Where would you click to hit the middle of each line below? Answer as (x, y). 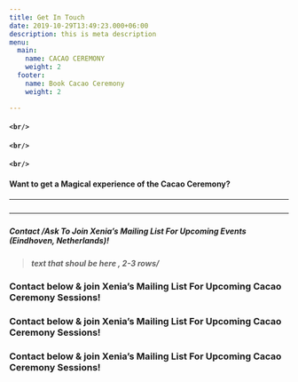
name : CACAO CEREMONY (65, 59)
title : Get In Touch (47, 17)
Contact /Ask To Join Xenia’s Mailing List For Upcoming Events (128, 231)
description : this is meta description (83, 34)
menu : (19, 42)
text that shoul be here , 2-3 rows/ (95, 263)
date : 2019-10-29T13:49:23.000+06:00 (79, 26)
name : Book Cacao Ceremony (75, 84)
